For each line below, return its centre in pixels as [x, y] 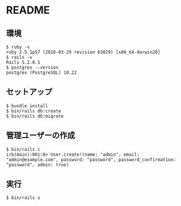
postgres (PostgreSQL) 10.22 [41, 73]
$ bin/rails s [23, 198]
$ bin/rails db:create [34, 111]
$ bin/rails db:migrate [35, 116]
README [28, 10]
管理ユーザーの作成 [41, 135]
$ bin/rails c [23, 149]
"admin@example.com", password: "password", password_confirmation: [91, 159]
